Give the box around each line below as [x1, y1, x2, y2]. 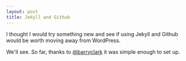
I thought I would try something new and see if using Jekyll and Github [6, 30, 179, 37]
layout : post [6, 8, 39, 15]
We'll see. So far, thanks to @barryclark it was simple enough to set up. [6, 48, 181, 55]
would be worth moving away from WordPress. [6, 37, 121, 44]
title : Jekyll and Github [6, 14, 70, 20]
